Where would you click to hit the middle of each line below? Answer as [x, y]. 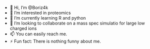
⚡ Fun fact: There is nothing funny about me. [55, 41]
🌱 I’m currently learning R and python [48, 18]
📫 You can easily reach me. [39, 34]
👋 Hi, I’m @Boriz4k [29, 8]
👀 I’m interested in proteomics [40, 13]
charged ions [23, 28]
